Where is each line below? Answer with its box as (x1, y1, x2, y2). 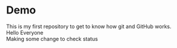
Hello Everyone (6, 29, 43, 36)
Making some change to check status (6, 35, 98, 42)
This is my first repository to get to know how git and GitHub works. (6, 23, 172, 30)
